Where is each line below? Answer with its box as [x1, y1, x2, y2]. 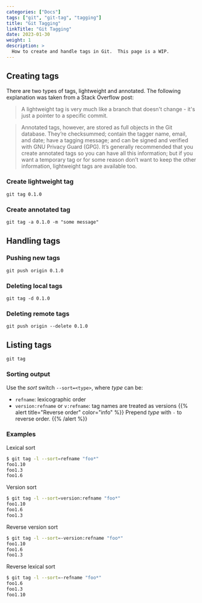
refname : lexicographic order [15, 396, 86, 403]
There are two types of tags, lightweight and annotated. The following [6, 87, 181, 94]
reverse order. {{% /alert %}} [15, 415, 88, 422]
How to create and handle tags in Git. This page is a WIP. [12, 49, 170, 55]
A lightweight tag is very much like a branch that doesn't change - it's [21, 105, 195, 112]
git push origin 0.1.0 [6, 267, 64, 274]
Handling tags [6, 235, 61, 246]
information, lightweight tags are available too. [21, 162, 138, 170]
